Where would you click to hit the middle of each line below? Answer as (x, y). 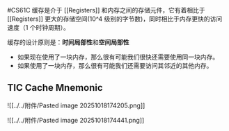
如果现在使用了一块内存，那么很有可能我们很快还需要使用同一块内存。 (118, 57)
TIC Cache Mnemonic (55, 88)
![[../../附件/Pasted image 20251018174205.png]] (76, 105)
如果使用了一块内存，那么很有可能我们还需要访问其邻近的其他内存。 (115, 65)
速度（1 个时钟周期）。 (38, 27)
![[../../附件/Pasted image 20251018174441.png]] (76, 120)
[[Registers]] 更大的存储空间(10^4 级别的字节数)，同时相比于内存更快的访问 (115, 19)
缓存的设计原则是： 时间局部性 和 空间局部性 (68, 42)
